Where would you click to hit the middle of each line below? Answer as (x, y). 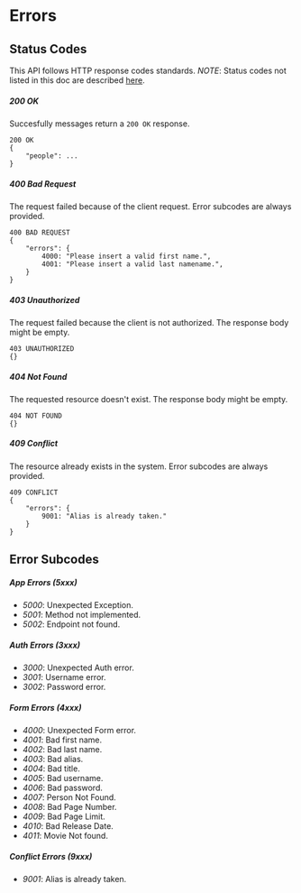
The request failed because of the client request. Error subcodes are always (150, 206)
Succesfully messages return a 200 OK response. (100, 124)
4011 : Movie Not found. (65, 836)
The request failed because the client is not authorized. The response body (149, 322)
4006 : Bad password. (63, 788)
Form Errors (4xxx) (46, 707)
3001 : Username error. (64, 677)
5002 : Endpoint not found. (71, 624)
